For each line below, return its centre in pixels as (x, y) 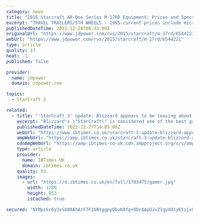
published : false (28, 61)
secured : (17, 210)
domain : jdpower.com (37, 83)
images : (26, 177)
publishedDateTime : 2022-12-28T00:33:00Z (58, 28)
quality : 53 (31, 171)
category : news (25, 12)
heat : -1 (17, 56)
